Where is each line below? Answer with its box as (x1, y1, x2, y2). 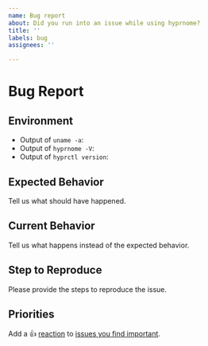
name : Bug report (8, 11, 66, 20)
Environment (8, 114, 74, 127)
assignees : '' (8, 41, 56, 49)
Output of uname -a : (19, 135, 84, 145)
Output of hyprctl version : (19, 152, 109, 161)
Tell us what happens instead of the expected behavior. (8, 240, 190, 250)
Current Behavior (8, 220, 95, 233)
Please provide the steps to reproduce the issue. (8, 284, 168, 294)
